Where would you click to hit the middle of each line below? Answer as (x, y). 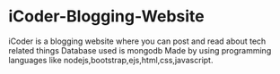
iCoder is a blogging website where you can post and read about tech (137, 41)
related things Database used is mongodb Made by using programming (140, 50)
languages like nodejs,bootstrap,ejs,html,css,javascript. (111, 60)
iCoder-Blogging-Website (107, 16)
